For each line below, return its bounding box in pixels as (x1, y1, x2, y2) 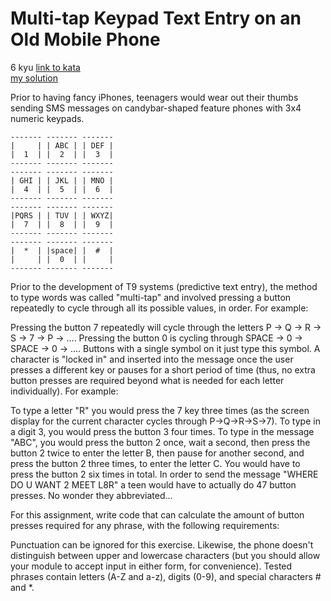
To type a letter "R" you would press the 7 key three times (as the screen (10, 404, 310, 416)
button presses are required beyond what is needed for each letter (10, 374, 285, 386)
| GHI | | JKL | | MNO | (10, 175, 114, 186)
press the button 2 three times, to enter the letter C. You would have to (10, 457, 301, 469)
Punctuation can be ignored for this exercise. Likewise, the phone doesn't (10, 538, 314, 551)
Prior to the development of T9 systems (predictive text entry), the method (10, 280, 318, 292)
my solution (10, 72, 58, 84)
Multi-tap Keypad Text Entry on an (10, 7, 302, 30)
